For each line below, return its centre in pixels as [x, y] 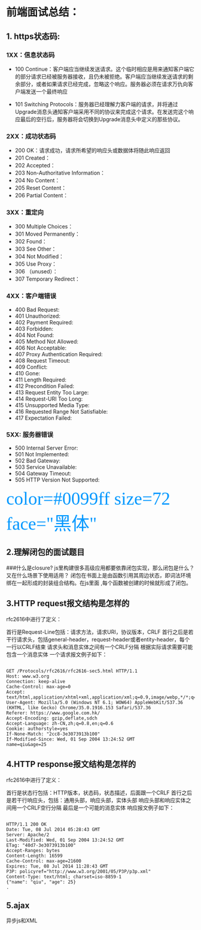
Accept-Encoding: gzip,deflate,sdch [52, 718]
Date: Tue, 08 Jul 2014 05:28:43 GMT [53, 829]
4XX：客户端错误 [31, 296]
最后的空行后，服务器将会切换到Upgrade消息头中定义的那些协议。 [102, 119]
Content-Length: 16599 [34, 856]
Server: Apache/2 [28, 835]
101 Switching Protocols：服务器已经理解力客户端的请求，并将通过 [96, 104]
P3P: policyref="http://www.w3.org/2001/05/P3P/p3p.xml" [79, 871]
